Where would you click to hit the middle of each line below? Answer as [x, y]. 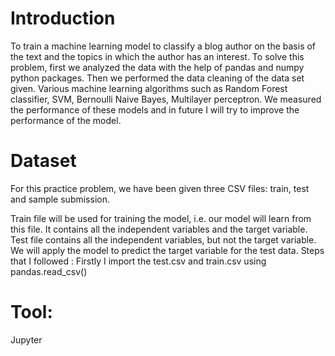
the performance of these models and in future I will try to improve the [155, 109]
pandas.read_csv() [49, 271]
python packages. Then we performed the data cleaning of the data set [157, 78]
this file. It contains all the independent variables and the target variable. [159, 229]
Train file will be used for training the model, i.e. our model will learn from [161, 218]
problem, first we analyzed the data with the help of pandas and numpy [157, 67]
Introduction [63, 18]
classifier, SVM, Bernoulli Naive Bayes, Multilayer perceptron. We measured [166, 99]
